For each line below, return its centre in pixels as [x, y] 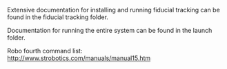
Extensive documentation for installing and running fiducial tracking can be [114, 10]
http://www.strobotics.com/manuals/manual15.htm [79, 58]
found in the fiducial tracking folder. [58, 17]
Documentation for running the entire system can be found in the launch [110, 30]
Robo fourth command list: [45, 51]
